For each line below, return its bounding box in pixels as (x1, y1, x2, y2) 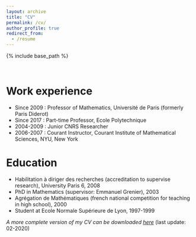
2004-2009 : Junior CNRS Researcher (14, 122, 108, 130)
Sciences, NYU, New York (14, 135, 78, 142)
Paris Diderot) (14, 110, 49, 117)
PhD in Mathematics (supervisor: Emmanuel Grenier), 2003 (14, 188, 159, 195)
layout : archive (6, 8, 46, 15)
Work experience (6, 85, 93, 98)
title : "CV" (6, 14, 36, 20)
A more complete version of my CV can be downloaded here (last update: (6, 218, 187, 225)
